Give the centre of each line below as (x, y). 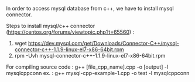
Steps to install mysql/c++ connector (51, 26)
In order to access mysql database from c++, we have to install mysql (90, 8)
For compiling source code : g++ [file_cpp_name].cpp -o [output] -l (87, 67)
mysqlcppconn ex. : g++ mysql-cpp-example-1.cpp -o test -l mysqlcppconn (98, 73)
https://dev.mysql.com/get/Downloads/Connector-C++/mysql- (104, 43)
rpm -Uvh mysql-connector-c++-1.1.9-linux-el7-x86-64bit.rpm (90, 56)
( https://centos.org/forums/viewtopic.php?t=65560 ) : (70, 32)
